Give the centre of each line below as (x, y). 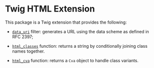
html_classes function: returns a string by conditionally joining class (80, 46)
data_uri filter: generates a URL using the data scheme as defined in (80, 31)
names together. (28, 51)
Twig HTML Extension (50, 9)
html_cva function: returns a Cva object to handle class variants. (75, 60)
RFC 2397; (23, 37)
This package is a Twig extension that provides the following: (66, 22)
